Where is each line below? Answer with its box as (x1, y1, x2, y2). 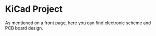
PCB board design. (5, 25, 43, 31)
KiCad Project (5, 3, 63, 15)
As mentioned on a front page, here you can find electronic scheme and (5, 20, 151, 26)
